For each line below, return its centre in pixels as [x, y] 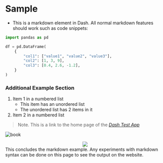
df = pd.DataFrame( [26, 47]
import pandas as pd [27, 37]
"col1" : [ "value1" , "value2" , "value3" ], [68, 56]
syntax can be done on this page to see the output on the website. [74, 155]
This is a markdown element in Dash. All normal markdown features [83, 23]
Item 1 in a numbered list [38, 99]
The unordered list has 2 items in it [56, 110]
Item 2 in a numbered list [38, 115]
